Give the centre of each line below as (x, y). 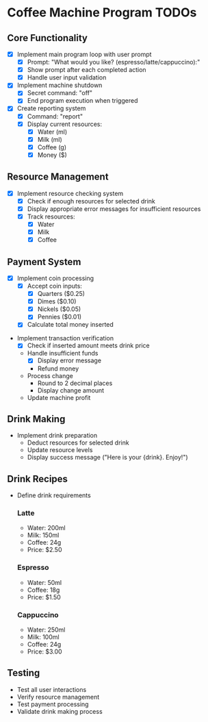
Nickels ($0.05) (59, 309)
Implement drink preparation (57, 436)
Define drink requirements (54, 495)
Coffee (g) (52, 147)
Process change (50, 375)
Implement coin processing (55, 278)
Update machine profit (59, 397)
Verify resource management (58, 697)
